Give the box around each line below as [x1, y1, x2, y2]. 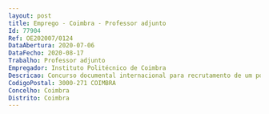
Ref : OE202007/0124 [8, 34, 74, 43]
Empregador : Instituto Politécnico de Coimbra [8, 64, 167, 72]
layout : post [8, 11, 52, 20]
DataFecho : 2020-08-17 [8, 49, 84, 57]
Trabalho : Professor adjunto [8, 57, 106, 65]
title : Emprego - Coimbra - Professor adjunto [8, 19, 167, 27]
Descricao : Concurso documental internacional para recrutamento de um [8, 71, 252, 79]
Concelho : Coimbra [8, 86, 70, 95]
